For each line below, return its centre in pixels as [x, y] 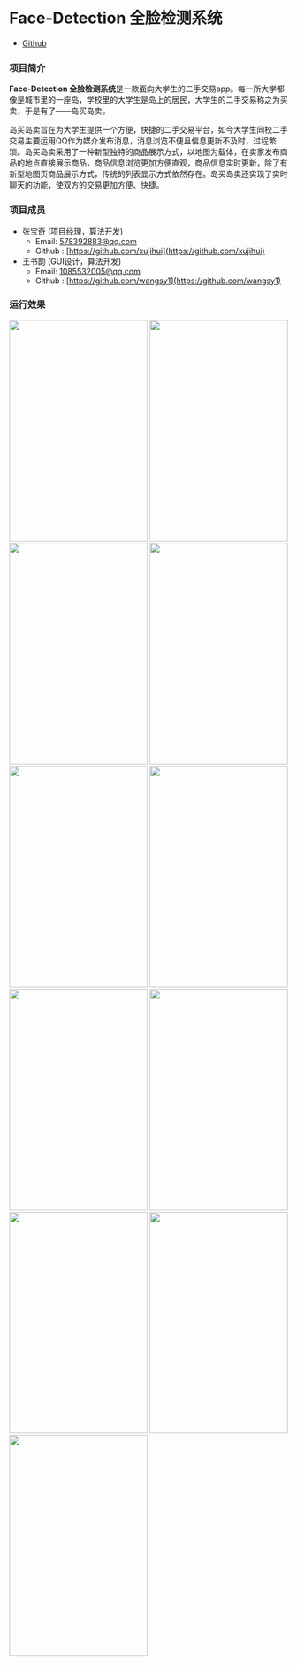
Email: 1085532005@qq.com [88, 271]
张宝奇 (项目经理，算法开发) [72, 231]
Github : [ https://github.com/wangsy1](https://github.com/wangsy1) [158, 281]
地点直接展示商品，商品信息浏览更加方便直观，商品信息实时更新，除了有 [156, 163]
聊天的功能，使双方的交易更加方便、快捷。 [87, 185]
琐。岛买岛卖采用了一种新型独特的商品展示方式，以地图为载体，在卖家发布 [145, 152]
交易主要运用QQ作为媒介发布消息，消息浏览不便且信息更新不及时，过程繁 [143, 141]
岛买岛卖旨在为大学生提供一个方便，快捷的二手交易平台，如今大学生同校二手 [148, 130]
